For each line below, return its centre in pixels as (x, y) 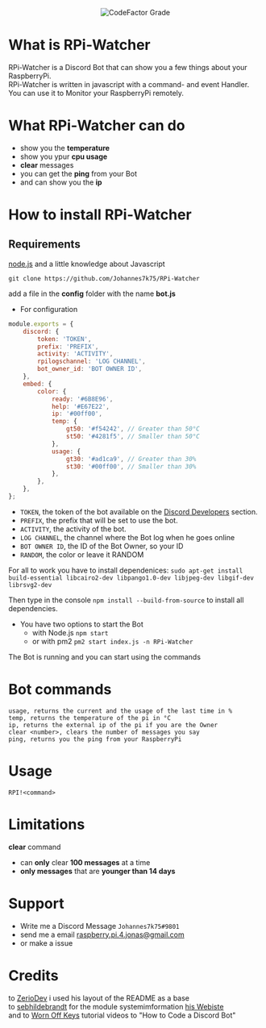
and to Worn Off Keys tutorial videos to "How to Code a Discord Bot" (122, 1015)
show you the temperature (65, 148)
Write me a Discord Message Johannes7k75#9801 (100, 926)
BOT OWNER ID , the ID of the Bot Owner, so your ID (102, 546)
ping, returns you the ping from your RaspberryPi (95, 739)
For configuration (49, 309)
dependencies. (33, 608)
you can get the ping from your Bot (78, 173)
